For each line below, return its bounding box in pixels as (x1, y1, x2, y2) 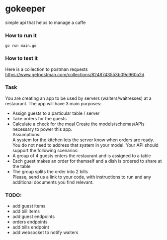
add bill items (12, 208, 40, 215)
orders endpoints (12, 219, 48, 225)
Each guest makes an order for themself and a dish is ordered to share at (12, 158, 162, 164)
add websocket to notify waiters (12, 230, 79, 236)
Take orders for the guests (12, 115, 67, 121)
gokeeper (5, 3, 46, 14)
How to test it (5, 55, 38, 62)
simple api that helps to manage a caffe (5, 19, 86, 25)
